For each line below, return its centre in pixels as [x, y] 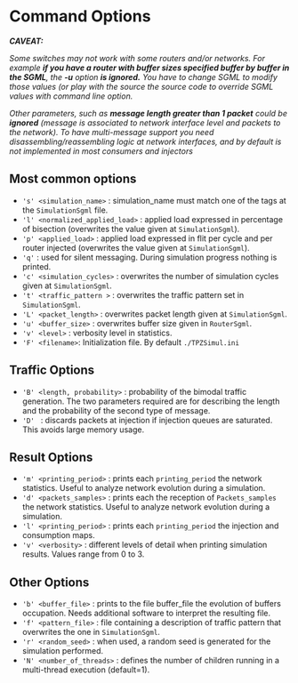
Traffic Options [52, 370]
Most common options [73, 179]
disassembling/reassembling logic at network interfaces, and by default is [145, 141]
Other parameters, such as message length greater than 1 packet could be [148, 113]
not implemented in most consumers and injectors [101, 151]
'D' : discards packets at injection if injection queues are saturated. [147, 420]
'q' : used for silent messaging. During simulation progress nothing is [149, 257]
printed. [36, 266]
